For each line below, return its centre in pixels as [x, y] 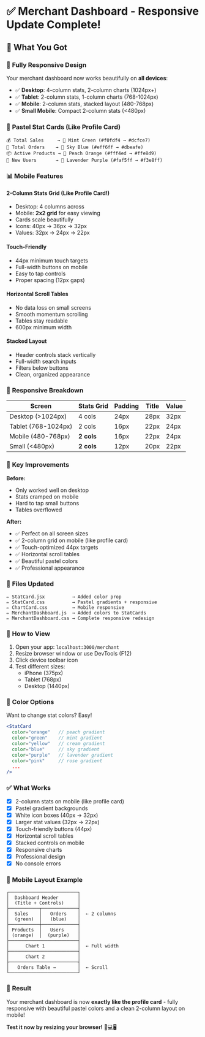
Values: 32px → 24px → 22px [52, 233]
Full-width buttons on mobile [51, 267]
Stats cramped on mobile [47, 496]
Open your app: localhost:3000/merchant [67, 647]
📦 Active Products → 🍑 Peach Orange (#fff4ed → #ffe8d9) [82, 154]
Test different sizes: [40, 667]
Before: [16, 478]
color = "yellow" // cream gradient [58, 744]
